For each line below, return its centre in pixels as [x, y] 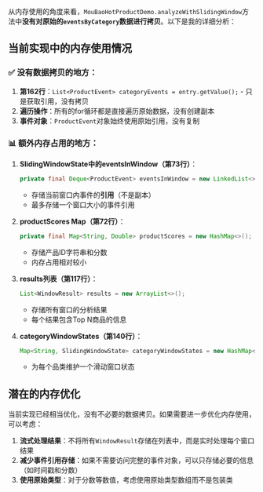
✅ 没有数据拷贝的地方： [53, 73]
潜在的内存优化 [44, 394]
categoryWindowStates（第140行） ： [81, 336]
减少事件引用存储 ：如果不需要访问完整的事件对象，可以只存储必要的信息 [136, 461]
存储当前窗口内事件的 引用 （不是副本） [93, 195]
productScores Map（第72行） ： [72, 221]
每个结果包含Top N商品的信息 [79, 319]
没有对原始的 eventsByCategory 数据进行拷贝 [91, 21]
